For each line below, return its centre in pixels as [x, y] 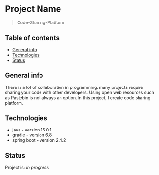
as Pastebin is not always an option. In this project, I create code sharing [78, 98]
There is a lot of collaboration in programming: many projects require [74, 87]
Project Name [33, 9]
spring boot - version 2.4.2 [39, 140]
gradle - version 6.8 [32, 135]
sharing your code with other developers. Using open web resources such [80, 92]
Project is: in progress [27, 168]
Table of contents [32, 38]
